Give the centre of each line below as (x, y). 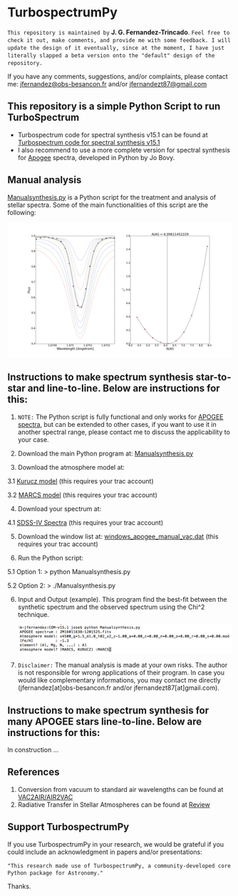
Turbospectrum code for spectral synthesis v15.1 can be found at (113, 135)
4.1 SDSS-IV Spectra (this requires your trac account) (86, 523)
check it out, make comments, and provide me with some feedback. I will (119, 40)
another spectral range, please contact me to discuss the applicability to (124, 432)
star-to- (213, 377)
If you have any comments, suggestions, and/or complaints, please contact (118, 76)
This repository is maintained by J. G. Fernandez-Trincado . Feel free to (119, 32)
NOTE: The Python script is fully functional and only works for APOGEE (120, 417)
